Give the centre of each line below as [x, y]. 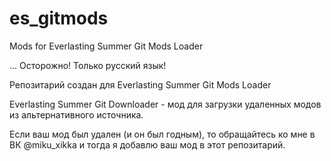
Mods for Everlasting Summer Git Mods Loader [106, 46]
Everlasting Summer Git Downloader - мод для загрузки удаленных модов [165, 104]
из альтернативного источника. [76, 114]
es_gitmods [59, 18]
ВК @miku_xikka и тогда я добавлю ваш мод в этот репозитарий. [147, 144]
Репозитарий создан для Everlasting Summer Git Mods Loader [140, 84]
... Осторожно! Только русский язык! [88, 65]
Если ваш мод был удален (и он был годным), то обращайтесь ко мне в [162, 134]
